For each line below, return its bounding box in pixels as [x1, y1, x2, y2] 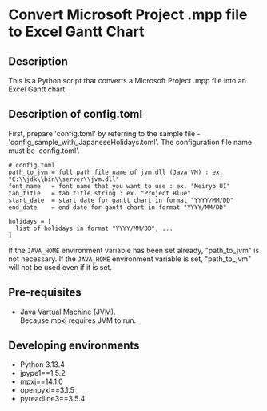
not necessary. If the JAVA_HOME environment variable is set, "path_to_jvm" [8, 254, 252, 264]
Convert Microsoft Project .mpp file [8, 6, 248, 24]
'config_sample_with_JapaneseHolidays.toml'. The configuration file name [8, 137, 253, 147]
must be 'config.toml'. [8, 146, 80, 155]
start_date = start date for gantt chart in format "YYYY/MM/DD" [8, 196, 234, 204]
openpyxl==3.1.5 [19, 385, 74, 395]
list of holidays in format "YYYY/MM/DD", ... [15, 224, 173, 232]
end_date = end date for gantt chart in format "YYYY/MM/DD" [8, 203, 227, 212]
